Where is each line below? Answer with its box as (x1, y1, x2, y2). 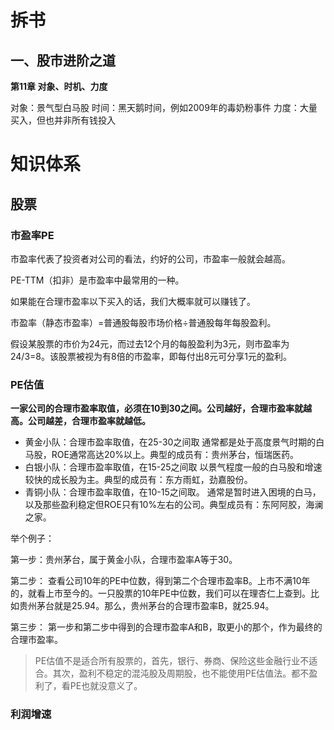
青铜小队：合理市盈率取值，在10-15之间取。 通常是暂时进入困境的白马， (24, 486, 322, 498)
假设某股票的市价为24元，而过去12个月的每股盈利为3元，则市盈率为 (10, 337, 290, 350)
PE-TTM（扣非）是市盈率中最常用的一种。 (10, 274, 185, 286)
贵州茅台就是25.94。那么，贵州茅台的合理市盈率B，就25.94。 (18, 600, 275, 612)
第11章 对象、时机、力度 (10, 81, 108, 92)
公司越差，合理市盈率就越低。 (27, 415, 151, 427)
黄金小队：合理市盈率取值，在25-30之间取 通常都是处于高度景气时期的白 (24, 436, 325, 448)
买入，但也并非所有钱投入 (10, 114, 116, 126)
